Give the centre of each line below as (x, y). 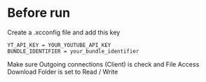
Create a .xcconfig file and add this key (64, 32)
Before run (39, 13)
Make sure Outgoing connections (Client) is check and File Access (103, 64)
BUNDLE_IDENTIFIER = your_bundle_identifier (73, 51)
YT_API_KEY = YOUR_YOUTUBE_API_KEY (59, 45)
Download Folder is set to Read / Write (63, 71)
